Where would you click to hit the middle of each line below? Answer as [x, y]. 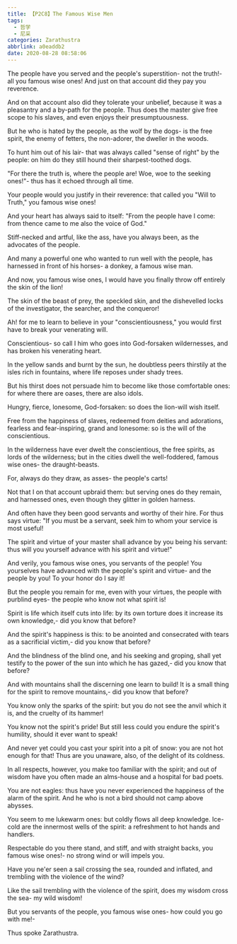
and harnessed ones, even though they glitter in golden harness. [102, 499]
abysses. [21, 805]
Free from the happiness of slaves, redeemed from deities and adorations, [115, 420]
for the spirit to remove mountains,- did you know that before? [98, 691]
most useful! [25, 528]
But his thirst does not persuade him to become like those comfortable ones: [119, 386]
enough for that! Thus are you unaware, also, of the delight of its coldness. [116, 755]
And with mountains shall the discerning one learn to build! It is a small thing [118, 684]
